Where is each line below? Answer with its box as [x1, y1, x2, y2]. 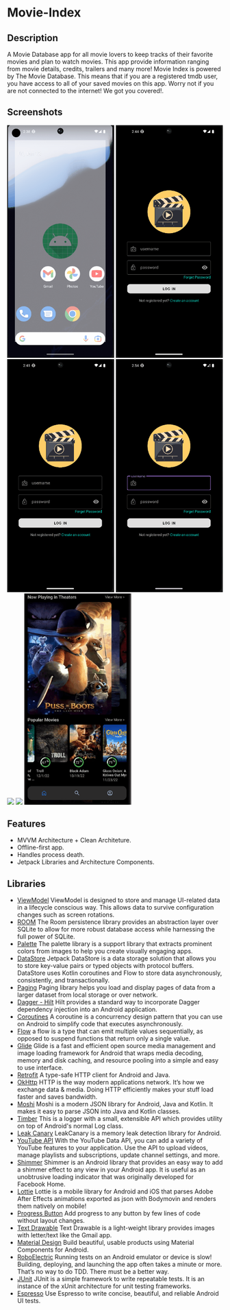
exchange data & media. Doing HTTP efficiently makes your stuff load [16, 1085, 214, 1094]
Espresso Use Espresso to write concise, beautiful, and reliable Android [16, 1289, 219, 1298]
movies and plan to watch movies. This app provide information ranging [7, 58, 209, 66]
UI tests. [16, 1297, 41, 1305]
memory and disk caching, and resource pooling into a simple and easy [16, 1056, 219, 1065]
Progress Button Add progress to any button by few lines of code [16, 1209, 201, 1217]
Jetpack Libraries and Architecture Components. [16, 858, 155, 866]
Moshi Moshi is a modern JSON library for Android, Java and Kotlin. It [16, 1100, 214, 1108]
